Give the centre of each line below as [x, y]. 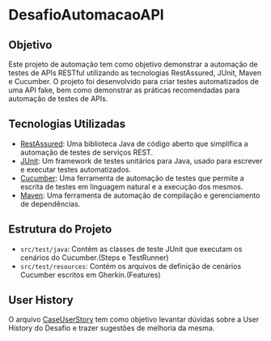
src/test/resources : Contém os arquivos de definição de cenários [131, 266]
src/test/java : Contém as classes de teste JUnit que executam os [131, 249]
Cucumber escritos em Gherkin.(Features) [90, 275]
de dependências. [50, 203]
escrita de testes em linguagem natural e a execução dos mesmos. [131, 186]
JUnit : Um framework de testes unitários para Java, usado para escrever [141, 160]
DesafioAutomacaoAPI [86, 15]
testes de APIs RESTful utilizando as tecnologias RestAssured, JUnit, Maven [135, 73]
